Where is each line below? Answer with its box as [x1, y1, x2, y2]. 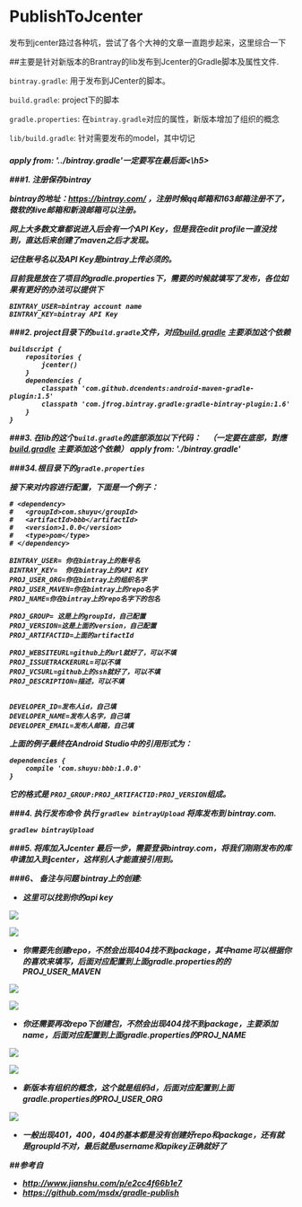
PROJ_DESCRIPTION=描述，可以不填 [9, 676, 125, 686]
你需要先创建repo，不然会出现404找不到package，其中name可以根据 [22, 945, 284, 956]
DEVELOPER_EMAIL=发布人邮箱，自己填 [9, 721, 134, 730]
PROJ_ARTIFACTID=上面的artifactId [9, 630, 134, 639]
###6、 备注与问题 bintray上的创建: [9, 873, 142, 884]
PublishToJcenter [9, 6, 143, 27]
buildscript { [9, 344, 63, 354]
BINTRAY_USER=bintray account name [9, 302, 142, 311]
